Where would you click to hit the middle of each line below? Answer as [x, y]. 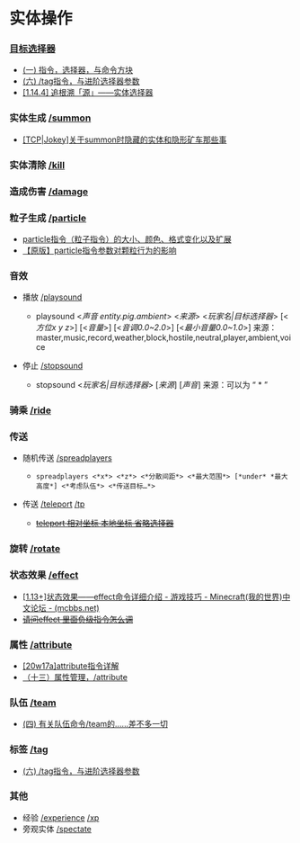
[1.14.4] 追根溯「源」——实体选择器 [88, 93]
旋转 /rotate [35, 549]
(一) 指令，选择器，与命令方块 [77, 70]
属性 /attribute [41, 644]
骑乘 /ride [31, 410]
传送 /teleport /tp [53, 504]
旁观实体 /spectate [57, 829]
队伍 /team [33, 703]
